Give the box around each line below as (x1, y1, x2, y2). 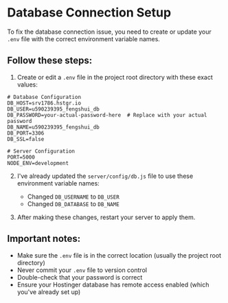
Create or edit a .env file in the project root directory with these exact (16, 73, 213, 81)
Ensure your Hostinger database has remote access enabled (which (16, 280, 209, 289)
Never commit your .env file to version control (16, 266, 148, 274)
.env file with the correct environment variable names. (7, 34, 160, 43)
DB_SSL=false (7, 135, 45, 142)
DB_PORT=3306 (7, 129, 45, 137)
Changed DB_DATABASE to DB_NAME (27, 199, 120, 207)
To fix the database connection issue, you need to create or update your (7, 27, 212, 36)
